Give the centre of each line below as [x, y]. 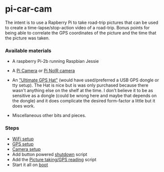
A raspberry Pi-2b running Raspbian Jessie [55, 61]
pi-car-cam [29, 9]
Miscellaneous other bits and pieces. [49, 115]
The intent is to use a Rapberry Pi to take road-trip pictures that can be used [82, 22]
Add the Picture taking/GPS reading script [54, 159]
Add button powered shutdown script [50, 154]
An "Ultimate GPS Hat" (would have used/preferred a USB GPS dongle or [85, 80]
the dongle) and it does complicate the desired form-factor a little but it [83, 101]
